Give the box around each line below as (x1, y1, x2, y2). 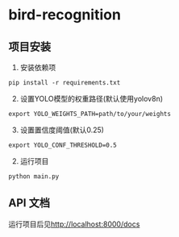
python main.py (8, 173, 60, 181)
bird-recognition (8, 6, 121, 24)
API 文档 (8, 196, 51, 210)
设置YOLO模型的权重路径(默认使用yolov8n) (19, 94, 164, 103)
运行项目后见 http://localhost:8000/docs (8, 219, 140, 229)
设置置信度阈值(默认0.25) (19, 125, 105, 135)
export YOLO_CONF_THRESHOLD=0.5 (8, 141, 117, 149)
